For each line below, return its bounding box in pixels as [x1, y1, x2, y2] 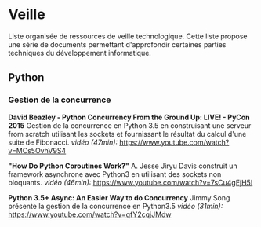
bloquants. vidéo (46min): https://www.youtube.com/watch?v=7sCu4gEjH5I [8, 178, 253, 187]
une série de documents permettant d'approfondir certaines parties [8, 39, 227, 49]
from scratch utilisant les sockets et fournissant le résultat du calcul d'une [8, 129, 247, 138]
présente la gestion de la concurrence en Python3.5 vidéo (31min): [8, 201, 223, 211]
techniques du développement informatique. [8, 48, 151, 57]
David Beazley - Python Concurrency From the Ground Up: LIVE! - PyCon [8, 112, 250, 122]
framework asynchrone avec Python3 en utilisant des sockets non [8, 169, 222, 178]
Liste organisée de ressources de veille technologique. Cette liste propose [8, 31, 248, 41]
